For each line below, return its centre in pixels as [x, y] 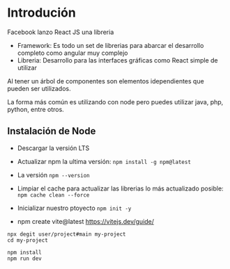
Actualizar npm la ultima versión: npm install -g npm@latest [104, 161]
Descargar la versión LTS [53, 148]
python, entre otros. [36, 109]
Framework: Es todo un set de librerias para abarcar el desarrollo [110, 45]
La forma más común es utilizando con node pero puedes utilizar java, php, [115, 101]
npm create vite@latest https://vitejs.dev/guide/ [86, 221]
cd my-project [28, 240]
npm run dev [24, 259]
